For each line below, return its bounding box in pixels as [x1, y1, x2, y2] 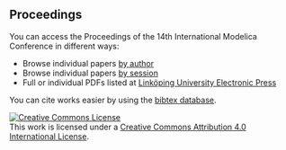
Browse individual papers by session [22, 67, 159, 78]
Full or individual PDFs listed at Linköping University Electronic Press [22, 76, 277, 88]
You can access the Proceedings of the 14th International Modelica [9, 31, 258, 41]
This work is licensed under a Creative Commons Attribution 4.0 [9, 121, 247, 132]
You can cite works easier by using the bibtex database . [9, 94, 218, 105]
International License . [9, 130, 90, 142]
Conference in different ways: [9, 40, 120, 51]
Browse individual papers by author [22, 57, 155, 68]
